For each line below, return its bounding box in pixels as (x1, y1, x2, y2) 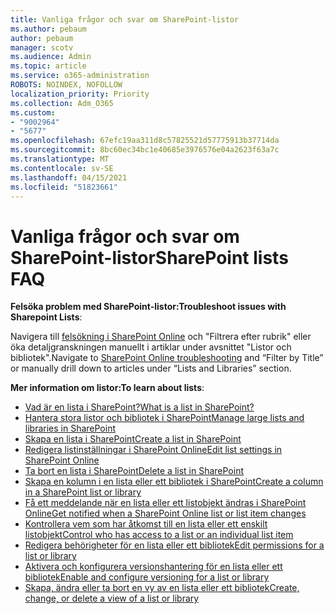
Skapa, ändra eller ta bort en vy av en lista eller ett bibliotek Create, (24, 582, 300, 594)
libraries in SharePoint (24, 422, 116, 435)
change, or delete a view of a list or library (24, 592, 200, 605)
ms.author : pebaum (10, 24, 87, 34)
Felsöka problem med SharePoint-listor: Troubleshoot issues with (10, 301, 287, 313)
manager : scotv (10, 42, 74, 53)
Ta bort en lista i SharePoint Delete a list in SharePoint (24, 465, 245, 477)
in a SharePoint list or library (24, 486, 142, 498)
